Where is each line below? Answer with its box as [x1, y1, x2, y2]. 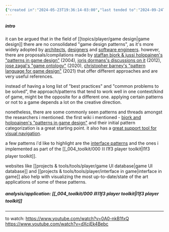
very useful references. [5, 73, 54, 79]
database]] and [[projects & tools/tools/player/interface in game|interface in [5, 168, 162, 174]
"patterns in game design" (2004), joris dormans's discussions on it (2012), [5, 57, 161, 63]
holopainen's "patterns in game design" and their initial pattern [5, 120, 136, 126]
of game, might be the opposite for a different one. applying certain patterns [5, 94, 163, 100]
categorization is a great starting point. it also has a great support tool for [5, 125, 157, 131]
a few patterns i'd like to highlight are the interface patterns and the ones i [5, 140, 158, 146]
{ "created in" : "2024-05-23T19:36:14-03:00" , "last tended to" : [5, 7, 138, 13]
